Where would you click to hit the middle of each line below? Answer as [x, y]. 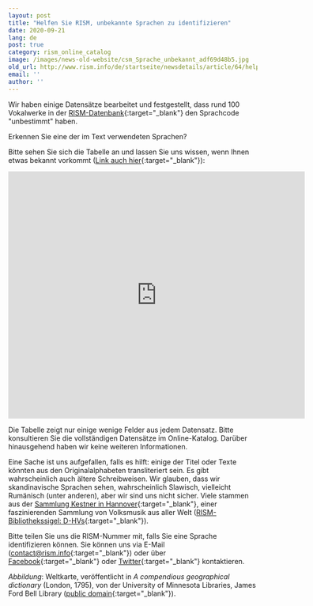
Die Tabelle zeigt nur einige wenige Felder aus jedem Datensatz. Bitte [121, 430]
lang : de [23, 38]
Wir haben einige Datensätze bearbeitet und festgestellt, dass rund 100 [124, 104]
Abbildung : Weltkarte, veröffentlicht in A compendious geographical [119, 576]
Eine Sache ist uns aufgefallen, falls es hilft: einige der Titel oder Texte [123, 462]
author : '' [26, 81]
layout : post [30, 15]
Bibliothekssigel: [35, 521]
